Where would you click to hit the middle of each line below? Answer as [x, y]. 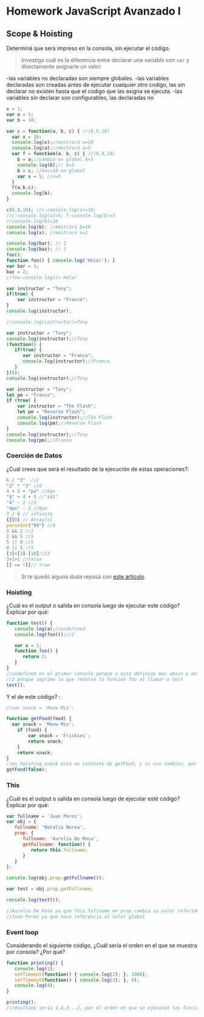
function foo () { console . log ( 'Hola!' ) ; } [61, 260]
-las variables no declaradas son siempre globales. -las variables [87, 78]
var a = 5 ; [20, 114]
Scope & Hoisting [39, 34]
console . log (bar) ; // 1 [36, 244]
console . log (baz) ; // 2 [36, 249]
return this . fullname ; [59, 850]
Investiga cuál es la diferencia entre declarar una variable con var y [105, 60]
